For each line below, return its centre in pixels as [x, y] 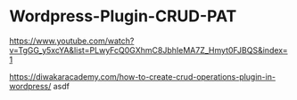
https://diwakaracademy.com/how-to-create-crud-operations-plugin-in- [143, 76]
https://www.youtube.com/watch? [72, 41]
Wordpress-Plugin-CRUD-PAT [123, 16]
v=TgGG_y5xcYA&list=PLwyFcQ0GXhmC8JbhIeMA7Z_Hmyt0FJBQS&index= [148, 50]
